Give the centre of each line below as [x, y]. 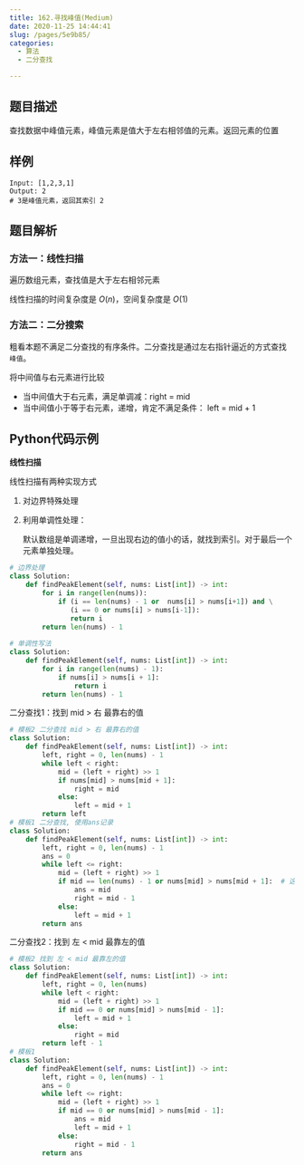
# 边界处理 [27, 568]
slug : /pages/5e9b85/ [50, 34]
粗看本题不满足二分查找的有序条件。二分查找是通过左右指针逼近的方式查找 [148, 346]
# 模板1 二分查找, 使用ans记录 [62, 823]
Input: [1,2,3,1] [42, 183]
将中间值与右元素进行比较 [57, 377]
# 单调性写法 [30, 644]
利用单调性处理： [54, 520]
